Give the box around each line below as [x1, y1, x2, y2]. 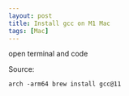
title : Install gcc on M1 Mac [8, 19, 111, 27]
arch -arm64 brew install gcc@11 [8, 80, 122, 89]
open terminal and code [8, 49, 88, 59]
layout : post [8, 11, 53, 20]
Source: [8, 65, 35, 74]
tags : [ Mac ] [8, 27, 49, 35]
